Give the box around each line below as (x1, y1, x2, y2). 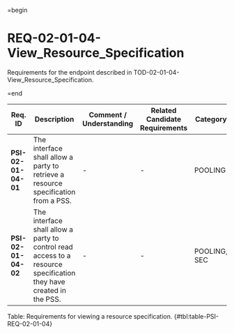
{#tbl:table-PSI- (173, 312, 219, 320)
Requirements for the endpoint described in (7, 68, 132, 76)
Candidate (146, 114, 182, 124)
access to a (33, 250, 71, 260)
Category (194, 114, 228, 124)
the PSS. (33, 294, 61, 304)
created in (33, 285, 66, 295)
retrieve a (33, 169, 65, 179)
